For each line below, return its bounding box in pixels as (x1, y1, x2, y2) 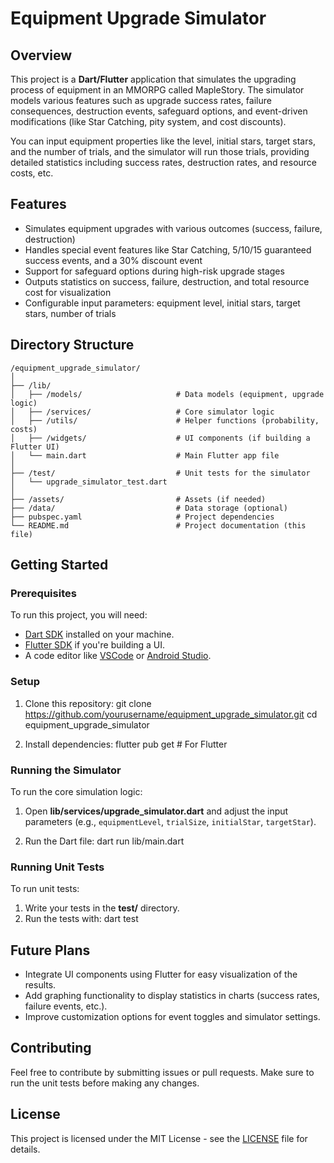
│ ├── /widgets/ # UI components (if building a (10, 433, 311, 443)
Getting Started (10, 557, 109, 574)
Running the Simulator (10, 763, 122, 777)
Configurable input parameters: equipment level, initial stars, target (24, 297, 301, 309)
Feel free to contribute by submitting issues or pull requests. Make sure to (10, 1066, 315, 1078)
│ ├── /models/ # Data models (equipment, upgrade (10, 389, 325, 399)
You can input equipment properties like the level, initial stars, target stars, (10, 135, 316, 147)
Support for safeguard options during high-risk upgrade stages (24, 265, 285, 277)
